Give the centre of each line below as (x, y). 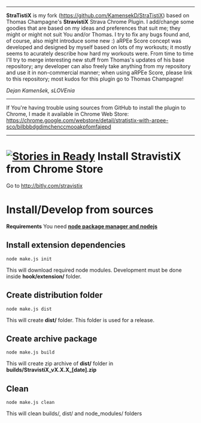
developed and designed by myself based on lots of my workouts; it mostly (99, 47)
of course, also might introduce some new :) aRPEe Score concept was (94, 41)
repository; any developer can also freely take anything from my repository (98, 66)
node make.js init (29, 259)
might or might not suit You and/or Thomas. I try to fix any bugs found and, (98, 34)
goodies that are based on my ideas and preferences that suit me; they (93, 28)
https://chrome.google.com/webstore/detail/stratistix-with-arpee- (87, 120)
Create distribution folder (54, 295)
